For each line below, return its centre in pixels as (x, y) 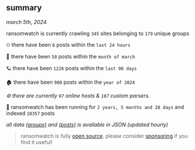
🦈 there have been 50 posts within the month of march (70, 56)
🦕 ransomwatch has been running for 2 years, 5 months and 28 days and (95, 107)
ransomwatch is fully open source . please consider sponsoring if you (104, 136)
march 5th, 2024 (26, 22)
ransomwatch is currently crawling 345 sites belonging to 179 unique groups (98, 33)
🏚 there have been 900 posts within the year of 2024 (70, 82)
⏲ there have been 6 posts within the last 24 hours (68, 45)
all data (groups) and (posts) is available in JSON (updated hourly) (87, 124)
